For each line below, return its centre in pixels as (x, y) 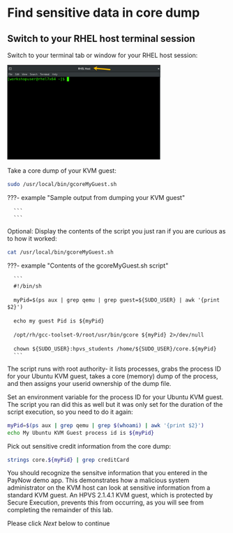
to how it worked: (32, 238)
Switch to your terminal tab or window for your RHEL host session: (103, 55)
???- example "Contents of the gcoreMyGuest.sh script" (88, 265)
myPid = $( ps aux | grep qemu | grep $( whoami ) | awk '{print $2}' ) (106, 425)
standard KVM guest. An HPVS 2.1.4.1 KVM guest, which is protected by (110, 495)
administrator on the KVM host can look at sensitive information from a (109, 488)
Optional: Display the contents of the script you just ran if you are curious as (116, 231)
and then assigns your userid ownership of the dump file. (89, 383)
